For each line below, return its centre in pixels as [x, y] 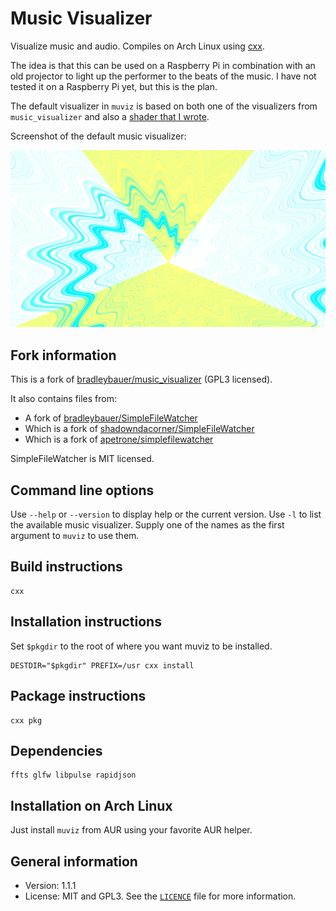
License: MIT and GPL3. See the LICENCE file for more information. [160, 896]
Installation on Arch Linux [91, 805]
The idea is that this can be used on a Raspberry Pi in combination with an [163, 65]
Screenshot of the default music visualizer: [98, 136]
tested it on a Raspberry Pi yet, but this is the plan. [114, 86]
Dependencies [56, 750]
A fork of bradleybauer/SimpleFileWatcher [111, 418]
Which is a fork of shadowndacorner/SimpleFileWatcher [139, 429]
